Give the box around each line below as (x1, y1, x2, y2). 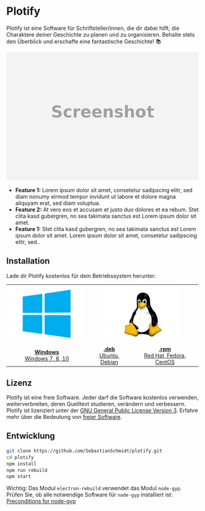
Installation (6, 256, 50, 266)
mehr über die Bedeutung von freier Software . (6, 413, 122, 421)
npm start (6, 474, 32, 480)
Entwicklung (6, 431, 56, 441)
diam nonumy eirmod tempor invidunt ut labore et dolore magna (15, 193, 176, 200)
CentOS (155, 358, 175, 365)
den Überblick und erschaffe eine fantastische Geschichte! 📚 (6, 38, 162, 45)
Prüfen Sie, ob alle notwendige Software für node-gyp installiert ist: (6, 491, 173, 498)
